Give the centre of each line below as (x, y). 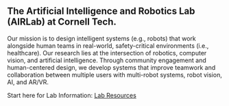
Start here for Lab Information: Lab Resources (72, 95)
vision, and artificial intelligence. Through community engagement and (107, 60)
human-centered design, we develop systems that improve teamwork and (111, 67)
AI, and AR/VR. (28, 82)
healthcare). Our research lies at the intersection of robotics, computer (107, 53)
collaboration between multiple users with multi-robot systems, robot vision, (115, 75)
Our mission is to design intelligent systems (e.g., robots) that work (102, 38)
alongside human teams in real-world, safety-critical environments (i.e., (108, 45)
